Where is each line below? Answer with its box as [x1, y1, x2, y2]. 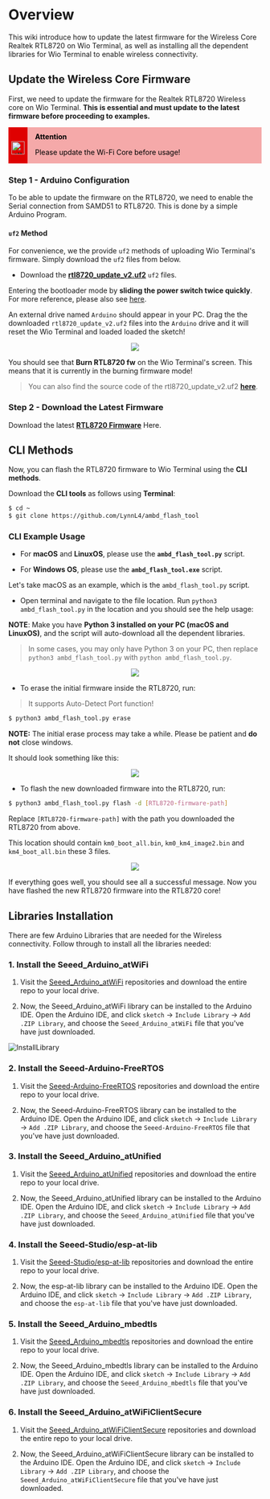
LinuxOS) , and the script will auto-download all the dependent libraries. [8, 629, 245, 639]
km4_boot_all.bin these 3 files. [8, 847, 111, 856]
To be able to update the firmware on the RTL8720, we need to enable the [8, 193, 253, 203]
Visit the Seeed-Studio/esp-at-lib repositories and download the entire [19, 1257, 254, 1267]
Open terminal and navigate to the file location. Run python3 [19, 596, 218, 606]
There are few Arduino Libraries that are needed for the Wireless [8, 930, 223, 940]
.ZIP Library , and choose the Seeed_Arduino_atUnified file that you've [19, 1210, 255, 1220]
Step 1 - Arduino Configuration [8, 175, 130, 186]
